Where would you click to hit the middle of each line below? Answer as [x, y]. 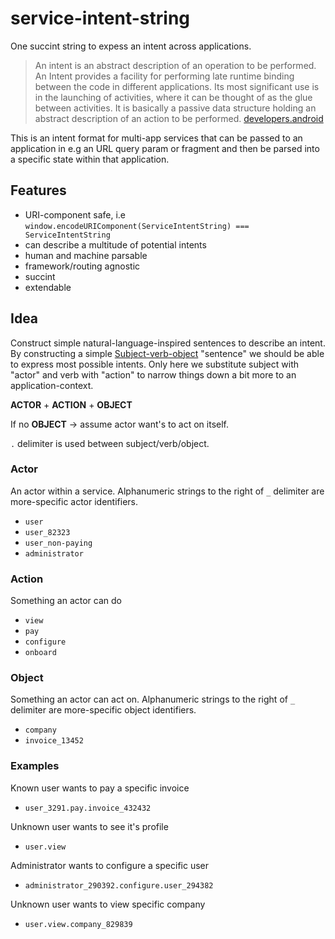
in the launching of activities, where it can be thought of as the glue [173, 97]
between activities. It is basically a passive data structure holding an [175, 108]
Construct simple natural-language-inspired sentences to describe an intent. [168, 343]
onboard [40, 653]
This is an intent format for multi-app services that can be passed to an [156, 138]
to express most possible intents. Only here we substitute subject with [155, 364]
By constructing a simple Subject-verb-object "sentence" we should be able [167, 353]
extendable [48, 287]
